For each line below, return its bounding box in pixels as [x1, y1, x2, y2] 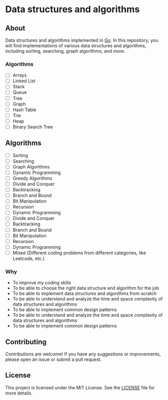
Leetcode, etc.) [12, 255, 45, 261]
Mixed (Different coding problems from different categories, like [12, 250, 146, 256]
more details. [5, 390, 33, 396]
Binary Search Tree [12, 123, 53, 130]
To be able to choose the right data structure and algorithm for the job [12, 285, 159, 291]
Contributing [5, 338, 47, 346]
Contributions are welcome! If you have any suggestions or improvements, [5, 351, 161, 357]
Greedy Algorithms [12, 175, 52, 181]
